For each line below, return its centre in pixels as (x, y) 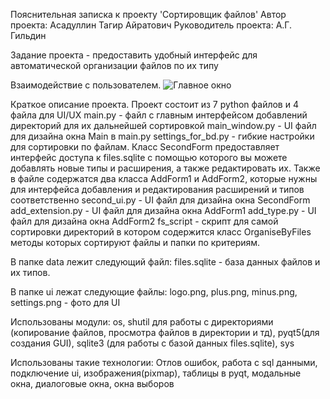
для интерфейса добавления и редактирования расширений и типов (157, 189)
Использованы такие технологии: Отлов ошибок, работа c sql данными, (164, 362)
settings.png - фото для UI (65, 302)
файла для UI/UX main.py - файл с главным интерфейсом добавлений (159, 115)
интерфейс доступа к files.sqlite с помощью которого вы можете (149, 157)
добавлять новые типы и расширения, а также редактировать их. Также (165, 168)
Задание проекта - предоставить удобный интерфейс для (134, 55)
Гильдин (28, 35)
